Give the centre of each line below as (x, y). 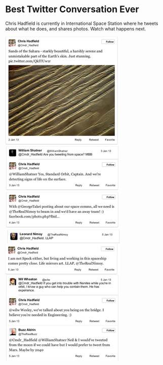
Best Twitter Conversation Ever (72, 9)
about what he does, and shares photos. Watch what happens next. (76, 28)
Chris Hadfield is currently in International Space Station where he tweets (82, 23)
